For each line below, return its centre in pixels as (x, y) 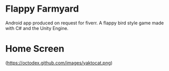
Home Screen (35, 49)
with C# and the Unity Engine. (37, 28)
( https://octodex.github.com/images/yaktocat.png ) (59, 63)
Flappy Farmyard (42, 9)
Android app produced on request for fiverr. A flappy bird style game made (85, 23)
